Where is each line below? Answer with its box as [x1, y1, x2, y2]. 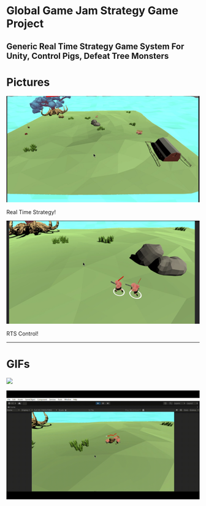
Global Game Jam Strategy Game [6, 4, 179, 18]
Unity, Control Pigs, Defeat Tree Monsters [6, 50, 169, 61]
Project [6, 17, 44, 31]
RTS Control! [6, 330, 39, 337]
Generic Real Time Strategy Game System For [6, 41, 185, 52]
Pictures [6, 75, 50, 89]
